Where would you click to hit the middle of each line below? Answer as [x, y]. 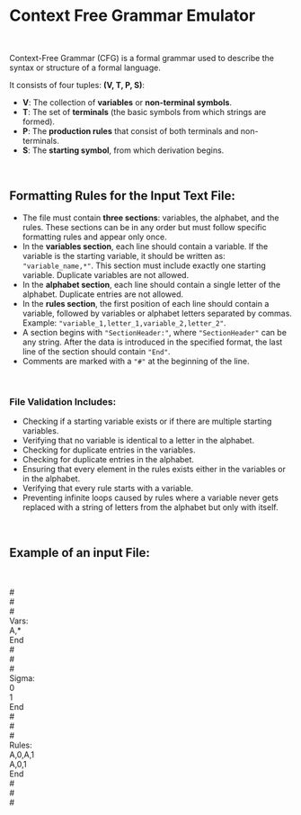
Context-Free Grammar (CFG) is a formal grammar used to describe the [142, 58]
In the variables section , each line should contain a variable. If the [145, 246]
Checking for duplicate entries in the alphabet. [108, 460]
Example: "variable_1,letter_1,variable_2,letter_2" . [124, 322]
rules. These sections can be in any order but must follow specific [144, 227]
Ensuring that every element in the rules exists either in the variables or [154, 470]
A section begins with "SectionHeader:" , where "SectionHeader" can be [155, 332]
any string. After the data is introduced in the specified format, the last [152, 342]
